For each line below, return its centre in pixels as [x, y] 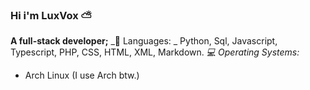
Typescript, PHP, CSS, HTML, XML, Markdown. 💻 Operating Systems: [155, 52]
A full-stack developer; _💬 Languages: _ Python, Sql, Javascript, [144, 41]
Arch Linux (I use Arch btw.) [82, 75]
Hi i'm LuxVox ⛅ [51, 15]
